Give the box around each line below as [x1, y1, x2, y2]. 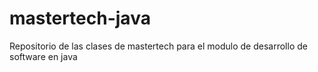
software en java [9, 50, 78, 62]
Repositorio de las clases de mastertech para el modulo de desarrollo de [9, 40, 308, 52]
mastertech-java [9, 7, 151, 30]
